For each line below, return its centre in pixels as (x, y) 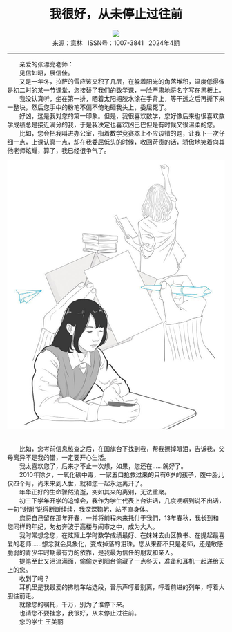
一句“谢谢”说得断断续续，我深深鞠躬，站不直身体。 (79, 510)
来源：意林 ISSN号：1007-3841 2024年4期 (116, 43)
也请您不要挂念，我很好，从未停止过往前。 (79, 613)
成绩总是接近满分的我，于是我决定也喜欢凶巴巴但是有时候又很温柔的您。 (116, 124)
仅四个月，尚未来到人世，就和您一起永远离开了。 (77, 483)
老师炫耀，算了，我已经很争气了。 (61, 150)
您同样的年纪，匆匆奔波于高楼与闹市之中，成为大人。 (83, 527)
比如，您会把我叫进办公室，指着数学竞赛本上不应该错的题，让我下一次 (119, 133)
